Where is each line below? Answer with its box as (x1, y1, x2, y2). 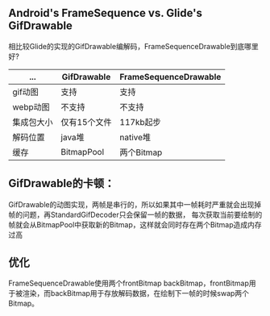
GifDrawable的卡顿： (8, 177, 115, 190)
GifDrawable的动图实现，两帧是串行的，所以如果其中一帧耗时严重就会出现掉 (8, 199, 262, 209)
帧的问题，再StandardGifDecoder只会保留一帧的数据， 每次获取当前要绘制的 (8, 210, 263, 219)
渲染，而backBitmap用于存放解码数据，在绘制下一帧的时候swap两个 (22, 289, 250, 298)
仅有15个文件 (60, 116, 112, 127)
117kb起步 (119, 116, 161, 127)
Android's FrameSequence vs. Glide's (8, 6, 203, 20)
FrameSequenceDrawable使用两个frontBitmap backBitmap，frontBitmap (8, 278, 250, 289)
